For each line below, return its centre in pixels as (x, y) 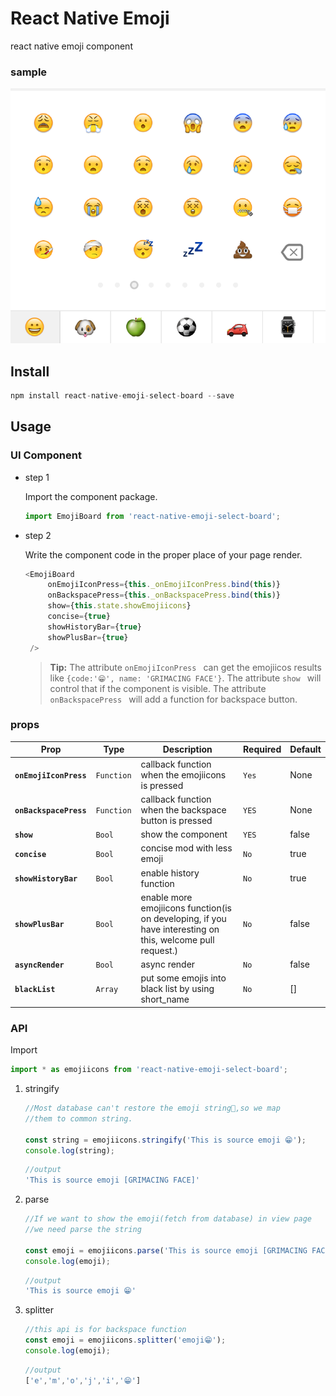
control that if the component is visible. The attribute (158, 688)
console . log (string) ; (70, 1150)
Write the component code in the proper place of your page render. (163, 554)
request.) (159, 950)
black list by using (177, 989)
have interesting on (180, 929)
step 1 (37, 477)
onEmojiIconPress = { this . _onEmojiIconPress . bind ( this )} (164, 585)
